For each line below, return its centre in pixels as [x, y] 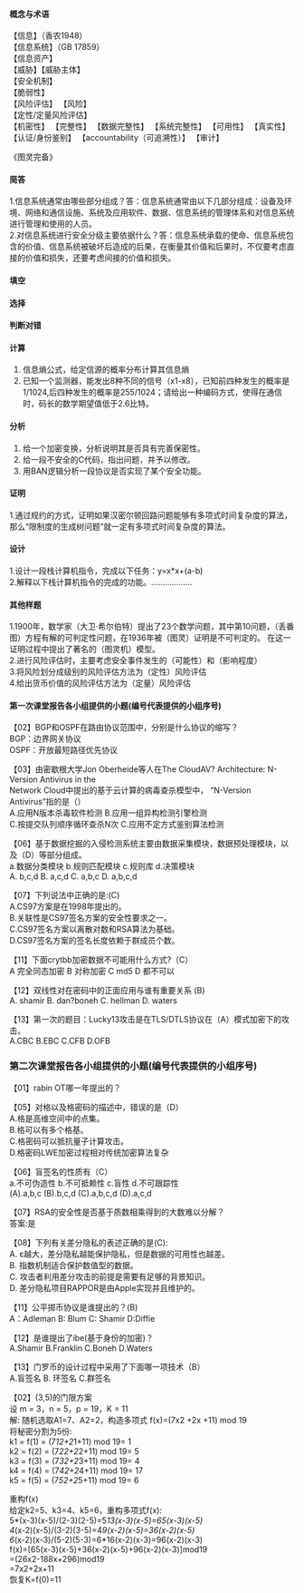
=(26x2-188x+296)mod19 [57, 1559]
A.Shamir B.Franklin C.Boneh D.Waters [81, 1348]
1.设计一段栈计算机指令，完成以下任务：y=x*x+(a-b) [106, 571]
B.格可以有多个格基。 [49, 1129]
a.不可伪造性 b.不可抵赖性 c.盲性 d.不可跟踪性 [94, 1183]
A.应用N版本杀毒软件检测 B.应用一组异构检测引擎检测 [109, 813]
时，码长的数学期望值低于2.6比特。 [88, 404]
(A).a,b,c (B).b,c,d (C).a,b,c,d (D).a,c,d [81, 1193]
